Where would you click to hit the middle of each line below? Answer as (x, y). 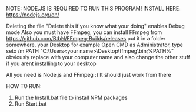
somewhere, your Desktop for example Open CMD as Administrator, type (95, 45)
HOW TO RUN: (24, 86)
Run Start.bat (31, 104)
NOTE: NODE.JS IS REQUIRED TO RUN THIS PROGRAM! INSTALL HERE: (93, 9)
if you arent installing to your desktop (51, 63)
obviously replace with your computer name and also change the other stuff (98, 57)
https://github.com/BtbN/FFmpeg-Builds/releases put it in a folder (86, 38)
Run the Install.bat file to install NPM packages (71, 97)
